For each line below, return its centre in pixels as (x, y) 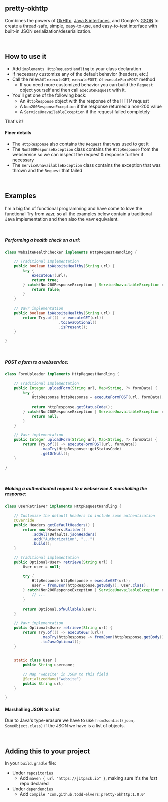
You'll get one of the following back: (49, 95)
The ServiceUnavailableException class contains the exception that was (86, 165)
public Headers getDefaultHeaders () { (54, 525)
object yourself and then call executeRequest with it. (73, 90)
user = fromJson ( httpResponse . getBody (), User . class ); (90, 586)
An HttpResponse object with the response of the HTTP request (84, 101)
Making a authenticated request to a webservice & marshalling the (76, 489)
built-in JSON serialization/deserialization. (48, 31)
